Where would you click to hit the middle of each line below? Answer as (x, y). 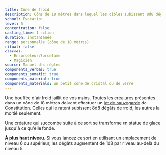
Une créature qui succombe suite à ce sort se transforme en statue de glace (83, 123)
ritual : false (20, 47)
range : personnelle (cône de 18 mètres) (47, 42)
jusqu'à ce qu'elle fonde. (30, 128)
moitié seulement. (23, 113)
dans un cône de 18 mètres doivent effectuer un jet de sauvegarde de (76, 103)
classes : (14, 51)
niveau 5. (14, 148)
